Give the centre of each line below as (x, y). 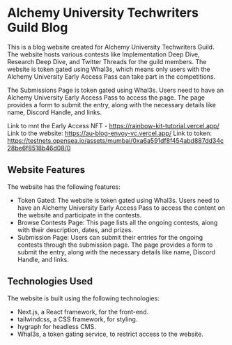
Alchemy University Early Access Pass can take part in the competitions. (111, 76)
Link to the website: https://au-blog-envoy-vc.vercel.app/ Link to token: (110, 133)
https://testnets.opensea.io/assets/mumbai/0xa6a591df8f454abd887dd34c (116, 140)
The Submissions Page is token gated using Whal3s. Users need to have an (116, 90)
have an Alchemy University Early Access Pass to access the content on (121, 208)
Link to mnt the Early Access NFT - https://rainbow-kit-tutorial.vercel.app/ (113, 125)
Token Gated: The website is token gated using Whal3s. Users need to (118, 200)
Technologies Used (50, 281)
